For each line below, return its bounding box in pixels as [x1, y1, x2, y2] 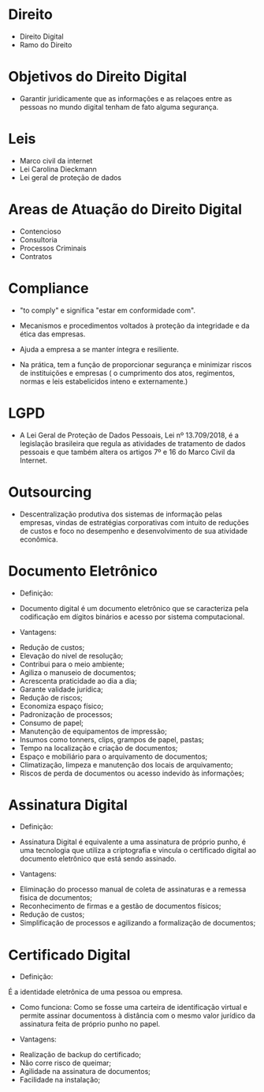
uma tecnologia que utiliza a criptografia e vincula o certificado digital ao [19, 846, 257, 855]
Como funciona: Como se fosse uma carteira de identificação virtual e [19, 1003, 248, 1012]
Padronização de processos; [19, 709, 113, 719]
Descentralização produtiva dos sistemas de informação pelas [19, 509, 223, 519]
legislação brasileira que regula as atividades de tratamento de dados [19, 438, 246, 448]
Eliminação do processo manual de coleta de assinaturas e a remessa [19, 884, 247, 894]
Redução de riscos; [19, 692, 83, 702]
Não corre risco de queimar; [19, 1058, 112, 1068]
